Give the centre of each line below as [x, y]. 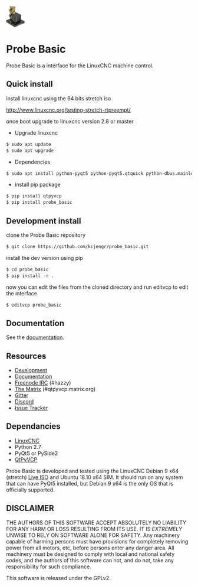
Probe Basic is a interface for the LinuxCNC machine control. [80, 66]
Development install [44, 221]
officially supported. [30, 490]
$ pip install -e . [30, 276]
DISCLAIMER [30, 508]
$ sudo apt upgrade [30, 151]
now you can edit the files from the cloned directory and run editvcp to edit [97, 287]
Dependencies [32, 162]
